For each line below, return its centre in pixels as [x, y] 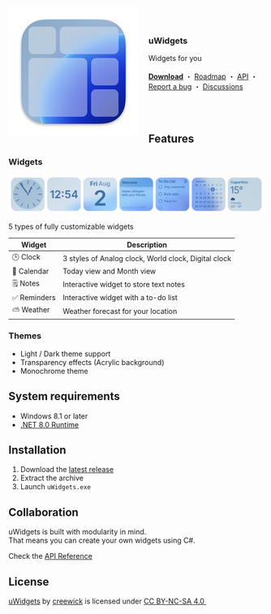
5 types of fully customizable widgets [71, 227]
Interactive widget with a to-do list [120, 298]
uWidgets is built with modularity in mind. [77, 532]
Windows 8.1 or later [54, 416]
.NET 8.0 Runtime [49, 424]
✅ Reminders [34, 297]
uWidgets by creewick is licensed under [75, 601]
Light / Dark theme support [65, 354]
